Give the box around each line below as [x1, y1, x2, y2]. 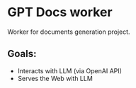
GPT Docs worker [7, 4, 113, 20]
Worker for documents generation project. [7, 27, 130, 36]
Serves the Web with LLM [17, 74, 93, 82]
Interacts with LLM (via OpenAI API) [17, 66, 123, 75]
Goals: [7, 48, 37, 60]
